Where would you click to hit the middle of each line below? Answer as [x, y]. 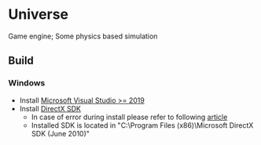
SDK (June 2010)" [61, 133]
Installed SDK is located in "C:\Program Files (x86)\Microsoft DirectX [142, 125]
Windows [27, 83]
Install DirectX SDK [50, 108]
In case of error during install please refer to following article [129, 117]
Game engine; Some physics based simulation [83, 36]
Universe [39, 14]
